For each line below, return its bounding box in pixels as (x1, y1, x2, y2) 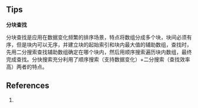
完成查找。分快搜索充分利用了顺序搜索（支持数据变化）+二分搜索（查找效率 (6, 55, 190, 63)
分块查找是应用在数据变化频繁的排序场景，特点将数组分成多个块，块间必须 (6, 34, 187, 41)
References (6, 81, 49, 91)
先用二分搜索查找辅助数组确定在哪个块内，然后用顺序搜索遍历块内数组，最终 (6, 48, 192, 55)
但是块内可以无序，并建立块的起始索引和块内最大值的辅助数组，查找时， (16, 41, 192, 48)
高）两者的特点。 (6, 63, 48, 70)
